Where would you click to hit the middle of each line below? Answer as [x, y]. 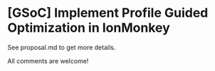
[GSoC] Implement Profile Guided [108, 13]
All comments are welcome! [48, 60]
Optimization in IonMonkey [89, 28]
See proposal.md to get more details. [62, 47]
